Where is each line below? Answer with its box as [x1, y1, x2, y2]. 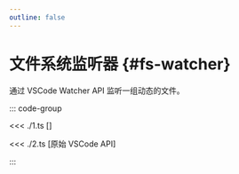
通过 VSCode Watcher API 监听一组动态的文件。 [9, 85, 185, 96]
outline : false [9, 12, 66, 22]
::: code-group [9, 103, 62, 114]
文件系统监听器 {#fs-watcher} [9, 54, 231, 74]
